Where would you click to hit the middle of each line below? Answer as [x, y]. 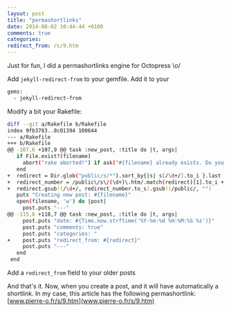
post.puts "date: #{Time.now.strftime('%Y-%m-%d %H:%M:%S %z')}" [119, 220]
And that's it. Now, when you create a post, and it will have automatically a [113, 286]
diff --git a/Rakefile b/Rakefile [57, 124]
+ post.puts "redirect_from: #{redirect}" [74, 240]
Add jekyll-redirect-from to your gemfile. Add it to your [88, 79]
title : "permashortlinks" [44, 20]
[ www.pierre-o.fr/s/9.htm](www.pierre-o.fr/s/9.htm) [81, 301]
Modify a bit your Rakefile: [45, 111]
